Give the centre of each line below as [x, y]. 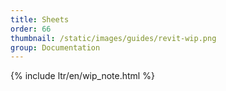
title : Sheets [40, 19]
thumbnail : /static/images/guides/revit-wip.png [113, 38]
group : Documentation [55, 47]
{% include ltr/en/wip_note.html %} [82, 76]
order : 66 [31, 29]
